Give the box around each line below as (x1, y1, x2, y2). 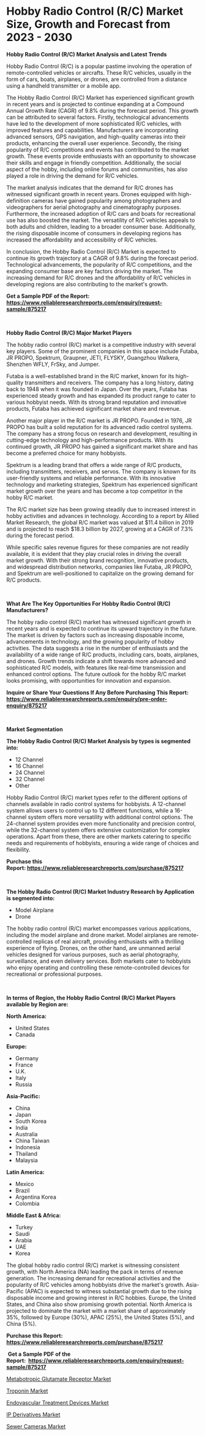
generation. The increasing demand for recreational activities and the (6, 1274, 181, 1282)
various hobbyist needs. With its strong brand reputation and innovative (6, 398, 187, 406)
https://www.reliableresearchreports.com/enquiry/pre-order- (6, 695, 168, 702)
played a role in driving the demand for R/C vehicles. (6, 172, 139, 179)
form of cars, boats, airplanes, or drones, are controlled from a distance (6, 75, 187, 83)
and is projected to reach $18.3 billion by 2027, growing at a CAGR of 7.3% (6, 525, 194, 533)
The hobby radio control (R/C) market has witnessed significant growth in (6, 618, 192, 626)
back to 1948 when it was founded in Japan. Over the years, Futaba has (6, 385, 188, 393)
